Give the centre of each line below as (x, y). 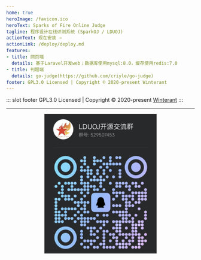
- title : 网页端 (25, 57)
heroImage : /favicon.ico (37, 19)
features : (19, 51)
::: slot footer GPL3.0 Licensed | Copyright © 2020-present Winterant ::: (95, 100)
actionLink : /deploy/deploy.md (45, 44)
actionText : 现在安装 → (34, 38)
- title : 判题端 (25, 69)
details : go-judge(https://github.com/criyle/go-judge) (83, 76)
